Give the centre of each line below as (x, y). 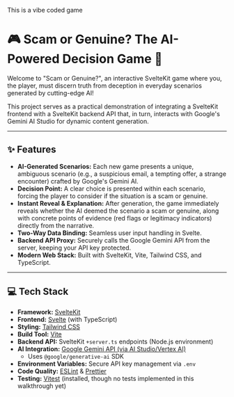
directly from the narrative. (56, 225)
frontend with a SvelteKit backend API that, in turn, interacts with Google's (114, 113)
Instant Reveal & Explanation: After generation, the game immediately (118, 203)
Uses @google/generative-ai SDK (76, 356)
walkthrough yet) (42, 386)
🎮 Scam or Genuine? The (83, 39)
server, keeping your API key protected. (74, 248)
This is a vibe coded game (45, 10)
